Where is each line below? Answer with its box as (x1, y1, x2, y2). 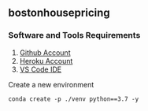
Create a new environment (8, 80, 94, 89)
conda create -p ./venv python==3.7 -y (8, 94, 139, 103)
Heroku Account (19, 56, 73, 65)
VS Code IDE (19, 65, 61, 74)
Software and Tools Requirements (8, 30, 141, 41)
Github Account (19, 47, 71, 57)
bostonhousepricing (8, 6, 110, 20)
